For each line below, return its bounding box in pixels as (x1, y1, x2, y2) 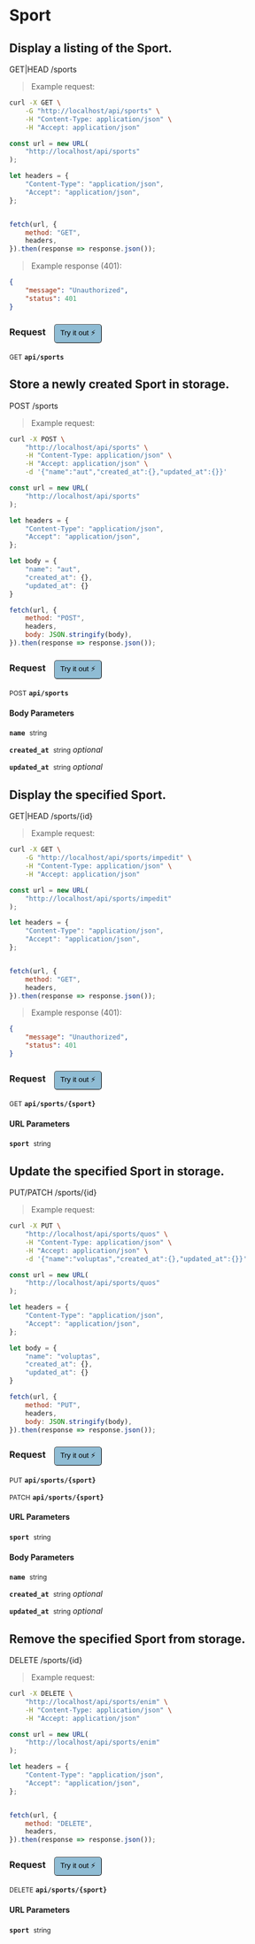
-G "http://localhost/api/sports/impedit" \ (25, 854, 192, 863)
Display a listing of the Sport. (9, 41, 173, 56)
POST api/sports (9, 689, 69, 698)
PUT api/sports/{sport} (9, 1475, 97, 1484)
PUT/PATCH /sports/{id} (9, 1188, 97, 1198)
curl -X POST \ (9, 435, 66, 444)
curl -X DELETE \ (9, 1689, 73, 1698)
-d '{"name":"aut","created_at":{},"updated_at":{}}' (25, 468, 228, 476)
